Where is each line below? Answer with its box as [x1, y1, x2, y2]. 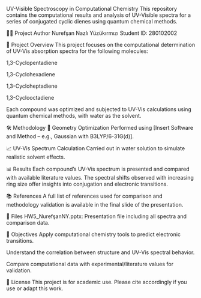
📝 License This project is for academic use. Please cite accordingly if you [6, 279, 187, 285]
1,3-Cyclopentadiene [6, 59, 58, 66]
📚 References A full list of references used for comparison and [6, 192, 163, 199]
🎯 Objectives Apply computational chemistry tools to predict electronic [6, 231, 181, 238]
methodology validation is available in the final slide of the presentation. [6, 201, 184, 208]
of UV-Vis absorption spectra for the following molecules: [6, 47, 149, 55]
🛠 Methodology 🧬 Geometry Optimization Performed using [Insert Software [6, 124, 194, 131]
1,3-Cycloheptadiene [6, 82, 58, 90]
